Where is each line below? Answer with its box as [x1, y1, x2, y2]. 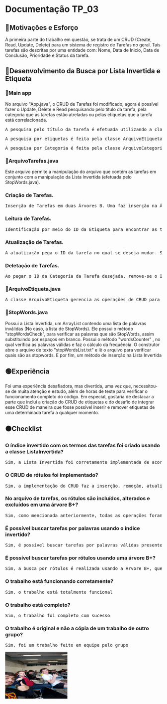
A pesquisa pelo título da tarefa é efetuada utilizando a [5, 126, 153, 132]
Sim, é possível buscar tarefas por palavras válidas [5, 542, 139, 548]
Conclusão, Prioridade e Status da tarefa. [5, 52, 89, 58]
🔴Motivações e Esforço [5, 23, 79, 32]
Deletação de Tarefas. [5, 262, 60, 269]
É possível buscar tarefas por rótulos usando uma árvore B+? [5, 554, 156, 561]
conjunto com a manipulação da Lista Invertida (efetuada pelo [5, 174, 132, 180]
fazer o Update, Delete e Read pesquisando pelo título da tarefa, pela [5, 106, 147, 112]
